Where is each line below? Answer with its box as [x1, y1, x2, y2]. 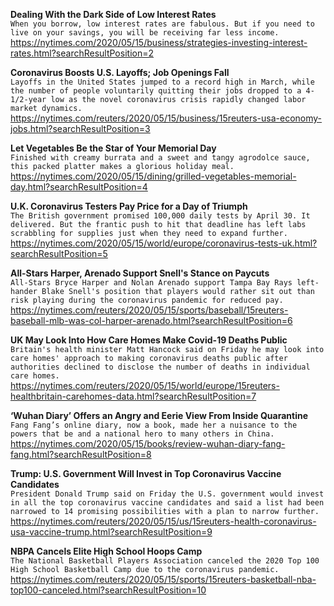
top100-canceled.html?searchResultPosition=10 [10, 584, 207, 596]
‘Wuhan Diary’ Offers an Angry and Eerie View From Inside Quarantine [10, 410, 309, 421]
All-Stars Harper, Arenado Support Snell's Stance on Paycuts [10, 267, 270, 279]
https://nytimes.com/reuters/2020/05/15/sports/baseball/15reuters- [10, 304, 289, 316]
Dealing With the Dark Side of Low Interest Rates [10, 9, 217, 20]
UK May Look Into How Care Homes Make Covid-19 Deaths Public [10, 334, 288, 346]
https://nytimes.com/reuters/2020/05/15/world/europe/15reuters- [10, 380, 280, 391]
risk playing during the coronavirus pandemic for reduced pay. [10, 295, 284, 305]
